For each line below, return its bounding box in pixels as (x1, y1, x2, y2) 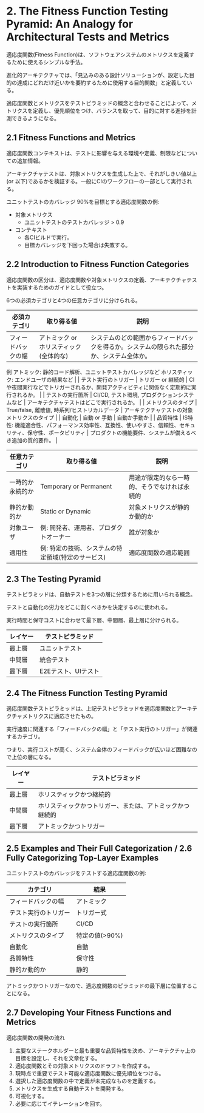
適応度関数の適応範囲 (128, 548, 190, 556)
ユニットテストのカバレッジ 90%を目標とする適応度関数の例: (6, 198, 160, 205)
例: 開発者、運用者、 (40, 523, 99, 532)
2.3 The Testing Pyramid (6, 573, 101, 584)
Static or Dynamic (40, 507, 91, 515)
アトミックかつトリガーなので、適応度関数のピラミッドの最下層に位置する (6, 982, 192, 989)
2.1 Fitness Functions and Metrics (6, 132, 136, 143)
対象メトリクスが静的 (128, 502, 190, 511)
